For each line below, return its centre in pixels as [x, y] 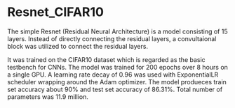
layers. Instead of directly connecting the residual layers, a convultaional [112, 38]
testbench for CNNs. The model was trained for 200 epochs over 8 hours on [117, 67]
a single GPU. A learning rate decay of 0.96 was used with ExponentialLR [113, 75]
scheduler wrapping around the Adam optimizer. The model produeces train [117, 82]
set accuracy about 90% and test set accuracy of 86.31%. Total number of [115, 89]
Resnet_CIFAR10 [55, 12]
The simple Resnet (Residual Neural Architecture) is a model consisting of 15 [117, 31]
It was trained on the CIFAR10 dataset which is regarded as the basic [106, 59]
